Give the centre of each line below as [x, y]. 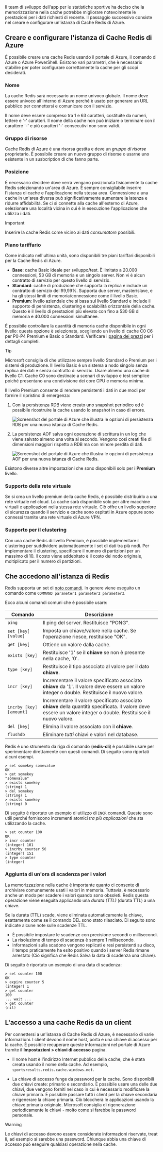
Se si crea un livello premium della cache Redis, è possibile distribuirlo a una [81, 497]
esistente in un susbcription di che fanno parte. [52, 159]
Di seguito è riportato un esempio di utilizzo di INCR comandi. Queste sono [79, 813]
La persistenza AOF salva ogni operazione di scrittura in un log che [79, 434]
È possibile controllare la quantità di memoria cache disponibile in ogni [75, 326]
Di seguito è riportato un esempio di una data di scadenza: [64, 964]
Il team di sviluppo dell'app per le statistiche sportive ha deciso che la [75, 7]
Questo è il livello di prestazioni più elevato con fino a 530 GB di [76, 311]
